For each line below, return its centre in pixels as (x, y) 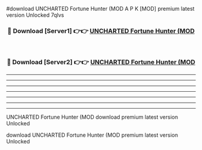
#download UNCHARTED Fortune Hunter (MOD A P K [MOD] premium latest (100, 9)
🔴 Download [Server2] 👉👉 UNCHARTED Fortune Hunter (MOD (101, 62)
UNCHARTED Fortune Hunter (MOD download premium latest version (92, 117)
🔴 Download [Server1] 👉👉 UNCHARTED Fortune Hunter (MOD (101, 31)
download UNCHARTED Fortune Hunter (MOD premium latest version (92, 135)
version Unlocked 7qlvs (35, 15)
